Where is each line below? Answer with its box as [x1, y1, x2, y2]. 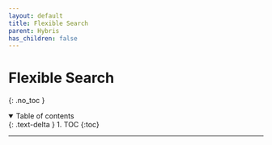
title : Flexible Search [8, 19, 89, 27]
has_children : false [8, 34, 79, 43]
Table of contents [15, 111, 74, 121]
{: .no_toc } [8, 96, 45, 106]
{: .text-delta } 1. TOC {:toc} [8, 120, 100, 130]
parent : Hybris [8, 27, 60, 35]
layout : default [8, 11, 63, 20]
